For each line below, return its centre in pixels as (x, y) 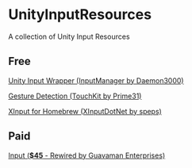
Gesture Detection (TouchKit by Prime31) (75, 96)
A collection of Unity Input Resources (69, 36)
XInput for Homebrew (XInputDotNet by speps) (85, 111)
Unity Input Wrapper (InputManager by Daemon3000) (96, 80)
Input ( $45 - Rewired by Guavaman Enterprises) (87, 155)
